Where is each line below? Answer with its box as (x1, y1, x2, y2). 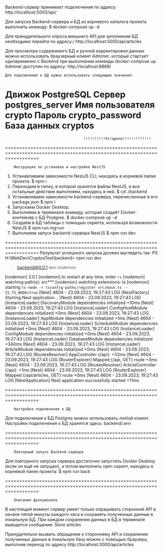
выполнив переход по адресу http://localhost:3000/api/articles (5, 541, 134, 547)
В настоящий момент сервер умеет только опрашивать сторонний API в (5, 506, 156, 512)
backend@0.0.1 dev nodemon (17, 264, 76, 270)
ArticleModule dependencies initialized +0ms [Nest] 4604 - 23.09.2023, (5, 346, 150, 352)
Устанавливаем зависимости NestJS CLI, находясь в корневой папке (12, 173, 157, 179)
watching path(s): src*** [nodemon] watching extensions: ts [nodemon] (5, 279, 149, 285)
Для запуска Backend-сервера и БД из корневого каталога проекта (5, 19, 147, 24)
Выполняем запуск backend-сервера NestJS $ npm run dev (12, 230, 136, 236)
